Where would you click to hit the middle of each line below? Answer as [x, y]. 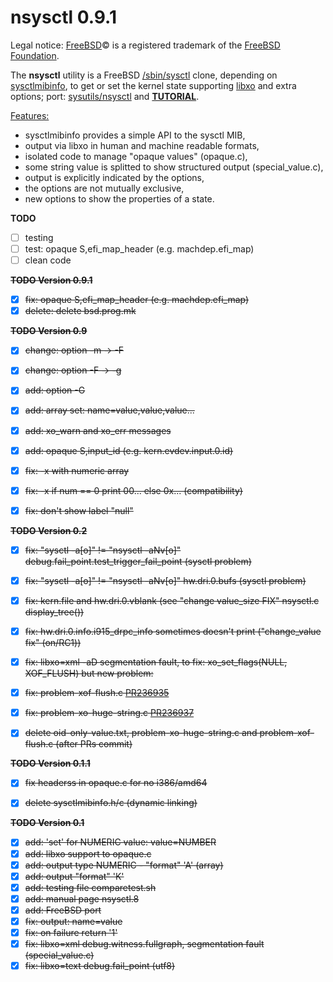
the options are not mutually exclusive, [104, 188]
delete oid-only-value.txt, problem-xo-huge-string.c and [141, 733]
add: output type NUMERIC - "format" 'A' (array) [124, 865]
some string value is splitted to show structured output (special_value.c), [174, 167]
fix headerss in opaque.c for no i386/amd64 [116, 783]
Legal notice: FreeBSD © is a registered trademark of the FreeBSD [145, 45]
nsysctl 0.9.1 [63, 17]
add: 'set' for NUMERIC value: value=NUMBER [120, 842]
